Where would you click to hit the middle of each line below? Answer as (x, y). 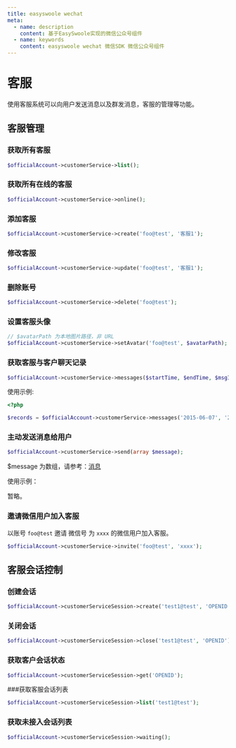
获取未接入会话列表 (40, 722)
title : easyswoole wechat (45, 14)
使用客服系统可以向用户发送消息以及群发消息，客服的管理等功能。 (103, 104)
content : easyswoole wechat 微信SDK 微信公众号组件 (92, 46)
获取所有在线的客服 (40, 185)
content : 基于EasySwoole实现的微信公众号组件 (81, 33)
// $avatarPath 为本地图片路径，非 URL (61, 337)
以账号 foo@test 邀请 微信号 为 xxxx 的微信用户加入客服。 (90, 533)
